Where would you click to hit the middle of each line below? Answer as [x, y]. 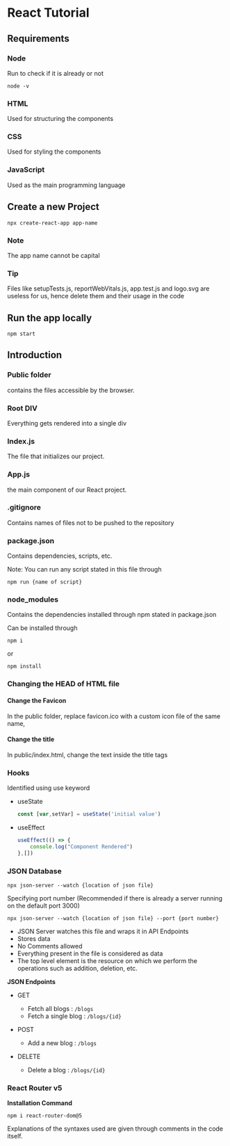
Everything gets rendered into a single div [67, 423]
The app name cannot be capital [54, 255]
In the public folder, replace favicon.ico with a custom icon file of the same [114, 716]
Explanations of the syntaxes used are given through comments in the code [115, 1129]
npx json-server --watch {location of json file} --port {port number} [113, 918]
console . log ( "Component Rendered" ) [82, 846]
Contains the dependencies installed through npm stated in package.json [112, 615]
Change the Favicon [37, 700]
